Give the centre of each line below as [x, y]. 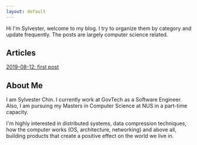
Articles [21, 53]
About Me [24, 85]
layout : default [26, 11]
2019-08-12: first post [33, 67]
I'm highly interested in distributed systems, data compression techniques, [96, 123]
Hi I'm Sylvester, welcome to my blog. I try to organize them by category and [99, 28]
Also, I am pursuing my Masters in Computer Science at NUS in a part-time [97, 106]
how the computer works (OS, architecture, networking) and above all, [91, 130]
